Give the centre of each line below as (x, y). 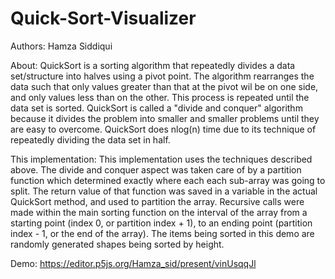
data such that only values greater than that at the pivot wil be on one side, (164, 86)
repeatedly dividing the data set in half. (90, 139)
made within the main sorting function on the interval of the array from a (159, 212)
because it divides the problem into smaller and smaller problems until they (165, 118)
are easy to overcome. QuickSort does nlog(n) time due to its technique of (163, 129)
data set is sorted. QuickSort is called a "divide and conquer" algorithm (156, 108)
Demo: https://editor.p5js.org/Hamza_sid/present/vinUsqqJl (133, 263)
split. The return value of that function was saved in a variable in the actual (164, 191)
